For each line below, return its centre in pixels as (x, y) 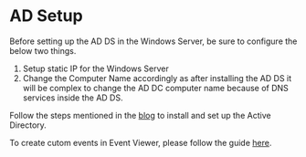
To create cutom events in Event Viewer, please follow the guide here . (141, 142)
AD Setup (47, 16)
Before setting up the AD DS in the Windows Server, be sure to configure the (153, 41)
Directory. (28, 125)
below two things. (43, 50)
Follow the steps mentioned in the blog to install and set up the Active (140, 115)
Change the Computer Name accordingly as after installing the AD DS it (157, 78)
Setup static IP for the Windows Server (95, 68)
